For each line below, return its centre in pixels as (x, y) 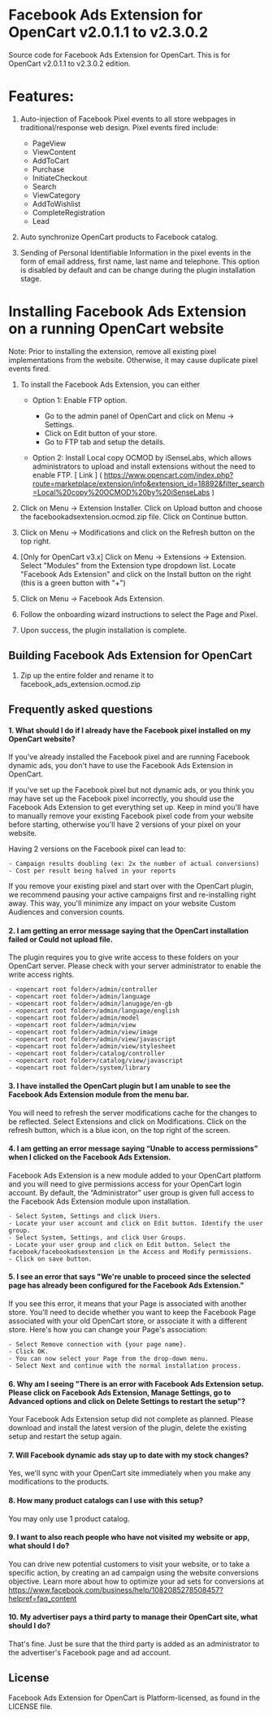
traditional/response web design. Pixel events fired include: (119, 127)
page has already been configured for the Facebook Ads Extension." (126, 1285)
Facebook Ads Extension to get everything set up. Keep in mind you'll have (134, 807)
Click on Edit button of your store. (101, 433)
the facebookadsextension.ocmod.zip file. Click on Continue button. (134, 516)
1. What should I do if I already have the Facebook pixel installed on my (130, 730)
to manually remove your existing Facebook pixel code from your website (131, 816)
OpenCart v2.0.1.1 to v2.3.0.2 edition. (69, 63)
